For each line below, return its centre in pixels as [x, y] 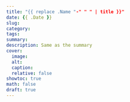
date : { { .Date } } [29, 17]
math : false [21, 85]
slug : [13, 23]
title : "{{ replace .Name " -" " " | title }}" [65, 12]
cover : [14, 51]
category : [19, 28]
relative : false [32, 73]
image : [20, 56]
